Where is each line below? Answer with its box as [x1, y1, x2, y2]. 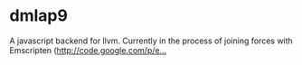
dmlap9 [9, 5, 68, 26]
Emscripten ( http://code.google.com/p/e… [9, 44, 167, 55]
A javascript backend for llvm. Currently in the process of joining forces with [9, 35, 294, 46]
